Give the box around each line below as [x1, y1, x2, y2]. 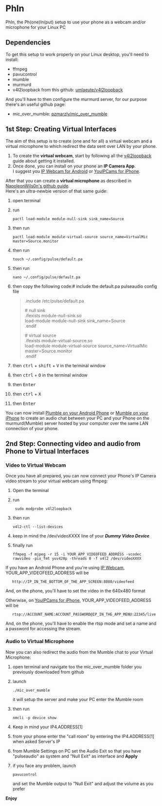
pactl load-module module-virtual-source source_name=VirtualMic [12, 234, 148, 239]
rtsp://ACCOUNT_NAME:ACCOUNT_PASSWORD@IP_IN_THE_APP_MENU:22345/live [12, 612, 156, 617]
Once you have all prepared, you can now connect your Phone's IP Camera [5, 473, 156, 479]
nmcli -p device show [12, 715, 56, 720]
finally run [12, 542, 33, 548]
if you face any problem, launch [12, 763, 76, 768]
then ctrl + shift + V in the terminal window [12, 362, 106, 369]
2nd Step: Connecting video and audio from [5, 439, 141, 448]
